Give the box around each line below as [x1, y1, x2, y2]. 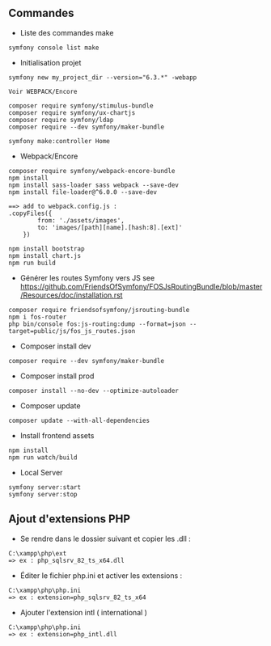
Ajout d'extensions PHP [8, 513, 131, 526]
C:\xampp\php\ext [8, 549, 67, 557]
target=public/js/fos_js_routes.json [8, 327, 136, 335]
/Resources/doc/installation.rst [19, 290, 123, 300]
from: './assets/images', [37, 216, 125, 225]
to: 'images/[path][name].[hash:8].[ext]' [37, 223, 183, 231]
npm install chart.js [8, 251, 82, 260]
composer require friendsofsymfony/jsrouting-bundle [8, 306, 190, 314]
